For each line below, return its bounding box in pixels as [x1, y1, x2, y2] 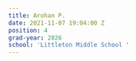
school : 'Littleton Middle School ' [8, 41, 130, 49]
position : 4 [8, 26, 48, 34]
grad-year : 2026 [8, 33, 62, 42]
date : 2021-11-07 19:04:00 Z [8, 19, 105, 27]
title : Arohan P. [8, 11, 66, 20]
